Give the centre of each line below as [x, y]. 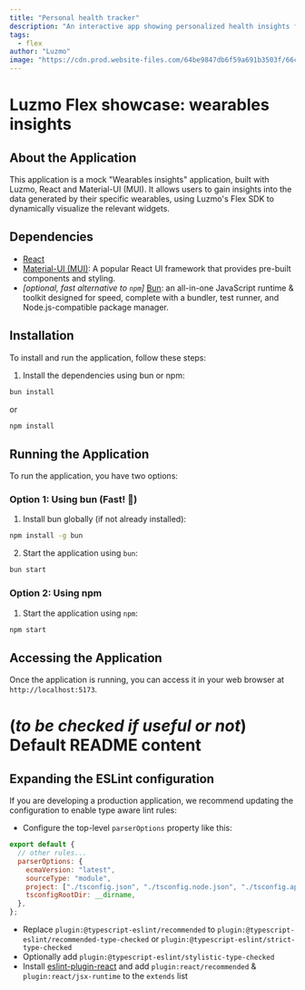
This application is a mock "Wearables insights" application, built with [139, 179]
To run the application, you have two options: [94, 476]
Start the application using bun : [80, 553]
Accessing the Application [86, 658]
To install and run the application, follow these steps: [108, 357]
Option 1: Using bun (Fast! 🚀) [74, 500]
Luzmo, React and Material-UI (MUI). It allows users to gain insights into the [151, 189]
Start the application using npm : [80, 613]
